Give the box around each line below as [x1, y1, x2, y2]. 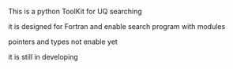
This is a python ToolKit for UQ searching [8, 7, 142, 16]
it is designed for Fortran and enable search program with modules [8, 22, 226, 31]
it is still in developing [8, 53, 79, 61]
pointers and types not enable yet [8, 37, 118, 46]
